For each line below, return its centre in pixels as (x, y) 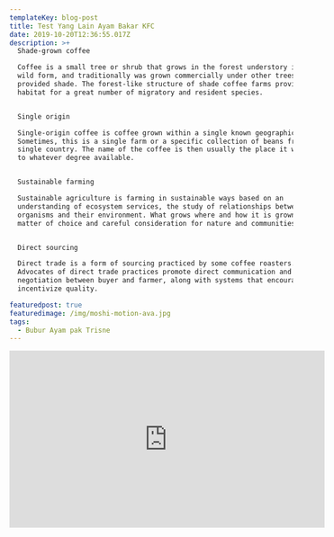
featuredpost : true (46, 305)
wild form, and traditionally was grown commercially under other (144, 76)
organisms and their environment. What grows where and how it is (144, 215)
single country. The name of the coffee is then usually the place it (153, 149)
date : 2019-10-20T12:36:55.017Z (70, 34)
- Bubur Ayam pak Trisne (64, 330)
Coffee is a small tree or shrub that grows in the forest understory (153, 67)
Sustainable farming (56, 182)
